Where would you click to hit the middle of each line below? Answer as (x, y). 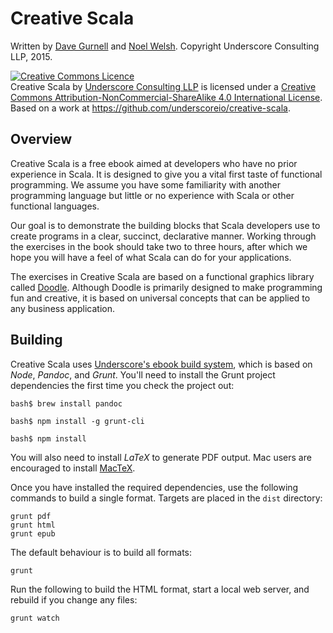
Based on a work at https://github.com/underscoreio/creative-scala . (150, 108)
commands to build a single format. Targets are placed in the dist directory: (166, 498)
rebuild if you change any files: (74, 599)
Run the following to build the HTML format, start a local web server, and (160, 589)
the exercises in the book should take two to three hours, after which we (159, 246)
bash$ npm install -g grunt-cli (77, 421)
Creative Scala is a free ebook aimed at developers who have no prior (154, 163)
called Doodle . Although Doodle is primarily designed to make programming (166, 287)
